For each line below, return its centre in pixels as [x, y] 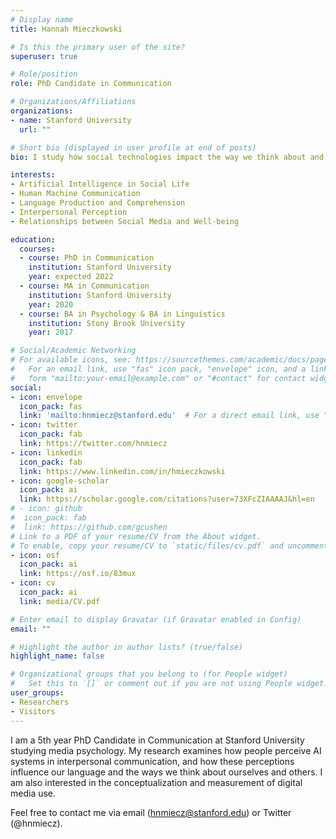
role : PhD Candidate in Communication [91, 84]
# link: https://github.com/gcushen [89, 527]
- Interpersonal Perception [69, 212]
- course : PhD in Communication [87, 258]
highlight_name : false [57, 656]
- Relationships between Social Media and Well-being [125, 221]
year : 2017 [51, 332]
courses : [37, 249]
